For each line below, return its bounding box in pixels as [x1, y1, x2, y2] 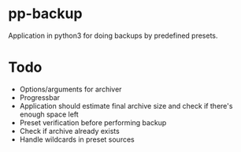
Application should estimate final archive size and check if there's [19, 101, 233, 110]
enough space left [19, 109, 79, 119]
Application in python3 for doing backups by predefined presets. [8, 31, 218, 40]
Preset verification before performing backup [19, 117, 167, 127]
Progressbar [19, 92, 61, 102]
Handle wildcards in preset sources [19, 135, 135, 144]
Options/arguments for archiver [19, 84, 122, 94]
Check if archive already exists [19, 126, 120, 135]
